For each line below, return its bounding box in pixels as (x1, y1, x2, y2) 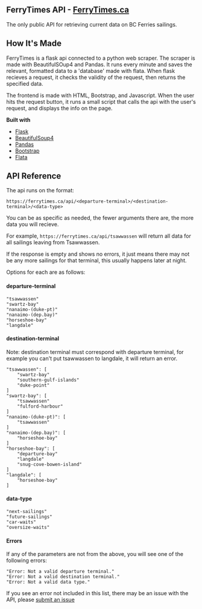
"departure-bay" (17, 450, 58, 457)
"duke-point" (17, 382, 50, 388)
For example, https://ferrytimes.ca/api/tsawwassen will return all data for (6, 232, 191, 240)
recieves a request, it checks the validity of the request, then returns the (6, 74, 186, 81)
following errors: (6, 557, 47, 564)
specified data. (6, 80, 43, 87)
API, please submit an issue (6, 596, 75, 604)
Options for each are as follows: (6, 268, 86, 276)
